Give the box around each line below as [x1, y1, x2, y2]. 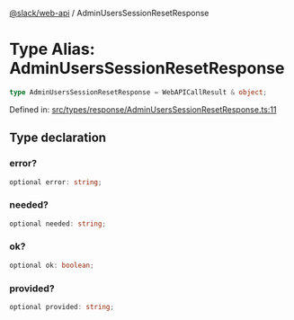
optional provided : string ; [9, 303, 115, 312]
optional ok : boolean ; [9, 261, 94, 270]
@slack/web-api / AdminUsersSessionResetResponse [9, 8, 209, 18]
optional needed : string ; [9, 219, 106, 228]
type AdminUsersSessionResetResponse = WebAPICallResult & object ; [9, 87, 268, 97]
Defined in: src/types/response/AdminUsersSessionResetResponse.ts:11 [9, 103, 277, 115]
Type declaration [9, 130, 106, 146]
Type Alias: [9, 40, 96, 59]
